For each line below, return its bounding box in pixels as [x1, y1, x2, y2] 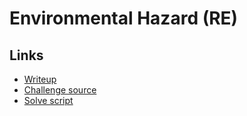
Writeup [23, 73, 57, 85]
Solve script [23, 95, 74, 106]
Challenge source [23, 84, 97, 96]
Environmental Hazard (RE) [9, 7, 239, 30]
